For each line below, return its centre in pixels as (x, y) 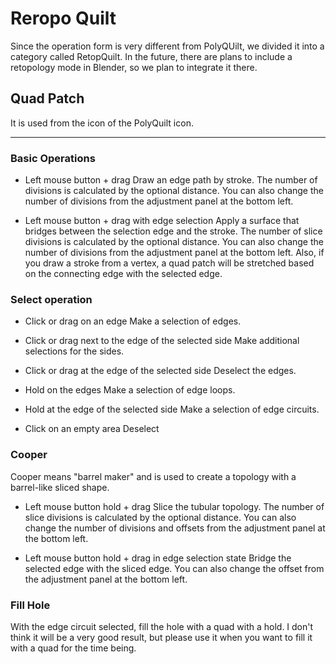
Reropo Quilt (63, 18)
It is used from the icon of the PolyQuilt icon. (102, 123)
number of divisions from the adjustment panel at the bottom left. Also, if (174, 253)
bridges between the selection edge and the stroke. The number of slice (173, 231)
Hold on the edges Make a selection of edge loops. (130, 390)
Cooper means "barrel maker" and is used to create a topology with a (153, 476)
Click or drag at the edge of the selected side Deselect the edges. (160, 371)
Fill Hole (30, 605)
